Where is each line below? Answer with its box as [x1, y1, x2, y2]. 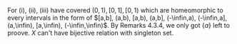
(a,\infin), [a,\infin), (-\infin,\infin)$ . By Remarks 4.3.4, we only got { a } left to [7, 21, 231, 29]
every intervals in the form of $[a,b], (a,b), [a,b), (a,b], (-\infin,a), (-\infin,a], [7, 13, 227, 22]
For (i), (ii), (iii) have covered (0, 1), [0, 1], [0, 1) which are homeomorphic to [7, 6, 223, 14]
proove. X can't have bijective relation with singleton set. [7, 28, 174, 37]
